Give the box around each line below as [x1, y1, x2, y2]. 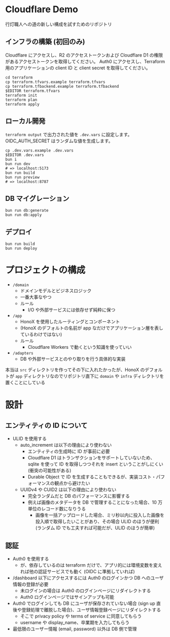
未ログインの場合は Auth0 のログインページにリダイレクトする [20, 588, 151, 594]
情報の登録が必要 [12, 581, 49, 587]
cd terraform [5, 75, 33, 80]
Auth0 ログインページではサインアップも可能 [20, 594, 114, 600]
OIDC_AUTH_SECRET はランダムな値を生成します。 [5, 138, 113, 144]
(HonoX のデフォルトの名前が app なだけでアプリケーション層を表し [20, 325, 163, 331]
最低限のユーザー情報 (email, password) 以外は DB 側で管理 [12, 626, 137, 632]
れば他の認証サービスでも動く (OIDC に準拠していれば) [20, 568, 135, 574]
